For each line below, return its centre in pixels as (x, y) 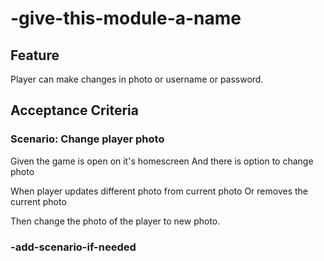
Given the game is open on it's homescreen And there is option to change (162, 161)
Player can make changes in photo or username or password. (137, 79)
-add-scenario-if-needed (73, 247)
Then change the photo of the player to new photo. (115, 221)
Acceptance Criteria (74, 110)
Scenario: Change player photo (87, 139)
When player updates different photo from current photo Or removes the (159, 191)
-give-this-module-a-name (126, 18)
